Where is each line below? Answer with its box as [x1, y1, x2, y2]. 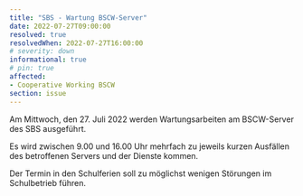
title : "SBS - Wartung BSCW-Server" [9, 13, 147, 23]
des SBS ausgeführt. [9, 123, 87, 134]
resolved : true [9, 30, 67, 39]
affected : [9, 72, 47, 81]
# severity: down [9, 47, 75, 56]
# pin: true [9, 64, 54, 73]
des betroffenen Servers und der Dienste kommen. [9, 150, 199, 161]
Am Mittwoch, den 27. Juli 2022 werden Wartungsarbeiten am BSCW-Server [9, 114, 294, 125]
